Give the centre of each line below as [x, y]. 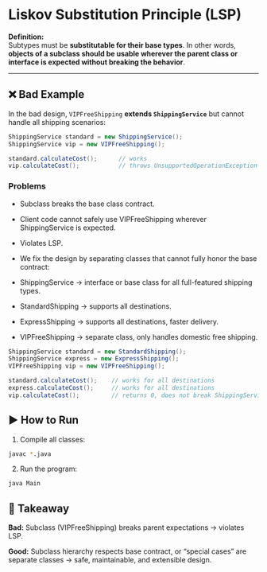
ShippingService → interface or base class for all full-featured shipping [136, 282]
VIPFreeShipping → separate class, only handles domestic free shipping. [139, 337]
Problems [27, 186]
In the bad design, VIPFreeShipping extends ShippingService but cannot [126, 114]
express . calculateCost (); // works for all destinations [112, 388]
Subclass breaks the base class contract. [87, 204]
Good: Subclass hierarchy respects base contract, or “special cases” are [128, 551]
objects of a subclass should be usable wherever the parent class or [123, 53]
